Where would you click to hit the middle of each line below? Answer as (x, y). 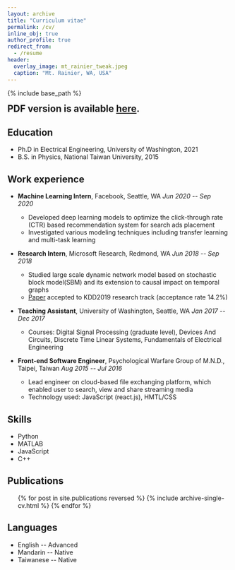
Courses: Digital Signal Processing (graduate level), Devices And (122, 332)
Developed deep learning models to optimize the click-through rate (126, 218)
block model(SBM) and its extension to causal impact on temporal (124, 283)
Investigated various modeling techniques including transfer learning (128, 232)
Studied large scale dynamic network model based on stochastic (122, 275)
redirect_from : (30, 47)
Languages (32, 528)
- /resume (28, 54)
